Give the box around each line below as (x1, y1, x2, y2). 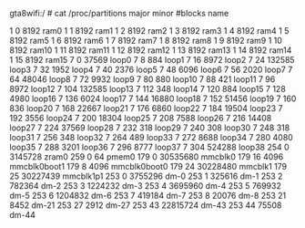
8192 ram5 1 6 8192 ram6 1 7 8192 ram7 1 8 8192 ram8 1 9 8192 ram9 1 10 (9, 36, 282, 46)
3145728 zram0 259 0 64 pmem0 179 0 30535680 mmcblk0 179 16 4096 (9, 151, 284, 162)
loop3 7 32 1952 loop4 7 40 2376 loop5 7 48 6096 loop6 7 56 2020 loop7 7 (9, 64, 293, 75)
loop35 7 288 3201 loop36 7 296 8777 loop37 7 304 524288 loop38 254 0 (9, 141, 290, 152)
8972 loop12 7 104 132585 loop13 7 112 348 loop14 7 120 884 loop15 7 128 (9, 84, 287, 94)
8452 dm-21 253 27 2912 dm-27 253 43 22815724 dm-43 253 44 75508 (9, 200, 282, 211)
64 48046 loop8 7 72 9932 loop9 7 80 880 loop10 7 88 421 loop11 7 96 (9, 74, 276, 85)
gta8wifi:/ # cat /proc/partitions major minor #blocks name (9, 8, 229, 18)
